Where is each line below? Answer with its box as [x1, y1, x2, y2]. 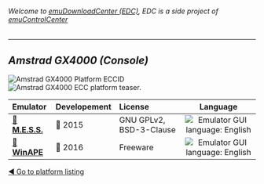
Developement [55, 102, 112, 113]
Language [199, 102, 238, 113]
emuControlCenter [8, 14, 68, 23]
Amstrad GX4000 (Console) [8, 53, 149, 67]
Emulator [12, 102, 47, 113]
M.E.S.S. [12, 124, 43, 135]
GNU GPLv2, [119, 114, 166, 125]
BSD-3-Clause [119, 124, 177, 135]
